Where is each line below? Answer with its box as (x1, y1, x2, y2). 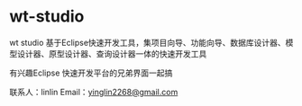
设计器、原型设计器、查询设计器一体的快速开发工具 (16, 48, 207, 59)
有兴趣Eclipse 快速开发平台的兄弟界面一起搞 (9, 67, 173, 78)
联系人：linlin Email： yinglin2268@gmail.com (9, 86, 178, 97)
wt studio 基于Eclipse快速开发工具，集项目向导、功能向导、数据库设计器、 (9, 37, 286, 48)
